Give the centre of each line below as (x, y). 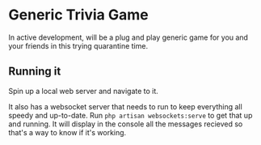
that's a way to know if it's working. (67, 132)
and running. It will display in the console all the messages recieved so (126, 124)
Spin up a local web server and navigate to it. (84, 91)
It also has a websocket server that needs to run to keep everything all (125, 106)
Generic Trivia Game (79, 15)
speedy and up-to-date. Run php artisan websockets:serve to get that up (130, 115)
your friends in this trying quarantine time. (78, 45)
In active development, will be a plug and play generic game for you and (128, 37)
